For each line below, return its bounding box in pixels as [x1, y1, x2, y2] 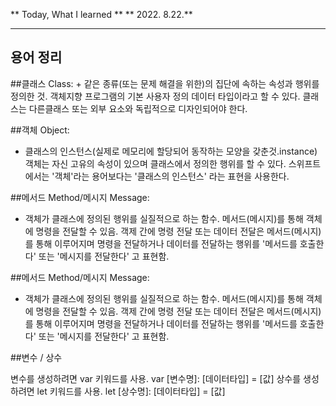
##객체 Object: [10, 124, 70, 136]
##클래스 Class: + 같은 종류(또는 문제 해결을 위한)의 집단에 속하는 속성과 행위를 [10, 77, 320, 89]
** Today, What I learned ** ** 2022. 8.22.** [10, 9, 193, 20]
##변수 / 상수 [10, 351, 63, 363]
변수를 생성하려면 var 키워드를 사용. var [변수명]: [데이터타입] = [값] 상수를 [10, 372, 302, 384]
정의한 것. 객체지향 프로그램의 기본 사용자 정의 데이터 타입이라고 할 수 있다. [10, 90, 301, 102]
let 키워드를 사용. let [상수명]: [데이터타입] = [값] [36, 385, 226, 397]
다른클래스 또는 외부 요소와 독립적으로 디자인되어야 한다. [28, 102, 248, 114]
